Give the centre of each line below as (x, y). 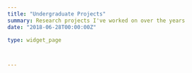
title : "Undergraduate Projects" (57, 14)
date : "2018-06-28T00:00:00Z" (52, 27)
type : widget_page (34, 40)
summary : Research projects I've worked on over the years (96, 21)
